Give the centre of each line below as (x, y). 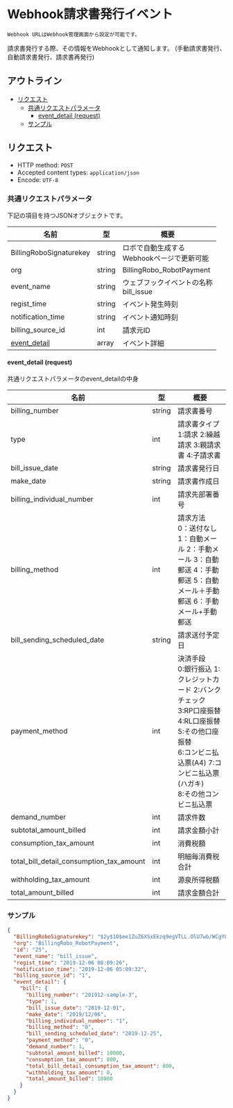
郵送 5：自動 (198, 581)
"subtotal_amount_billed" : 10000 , (76, 1053)
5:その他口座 (198, 731)
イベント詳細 (143, 343)
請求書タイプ (199, 424)
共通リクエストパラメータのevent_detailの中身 (73, 379)
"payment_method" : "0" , (60, 1040)
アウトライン (35, 81)
